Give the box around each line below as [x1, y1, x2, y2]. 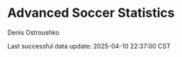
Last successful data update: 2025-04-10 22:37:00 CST [7, 42, 171, 50]
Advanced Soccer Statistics [7, 5, 175, 21]
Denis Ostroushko [7, 28, 60, 37]
